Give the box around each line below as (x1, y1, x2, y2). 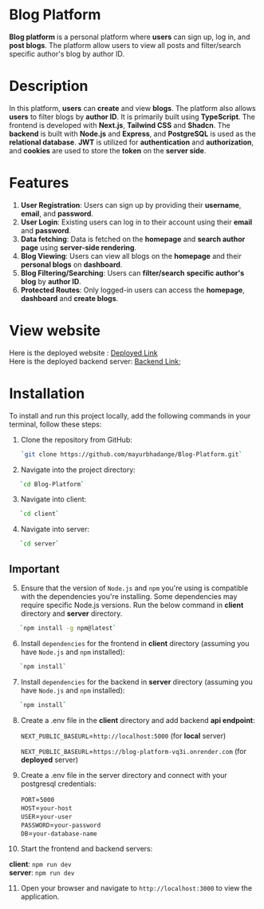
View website (9, 322, 100, 339)
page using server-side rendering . (20, 242, 137, 252)
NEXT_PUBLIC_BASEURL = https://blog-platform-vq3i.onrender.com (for (20, 746, 246, 756)
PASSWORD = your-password (20, 820, 101, 829)
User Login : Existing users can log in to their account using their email (20, 217, 253, 227)
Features (9, 174, 69, 193)
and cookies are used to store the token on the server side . (9, 145, 207, 155)
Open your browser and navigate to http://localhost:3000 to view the (20, 883, 253, 892)
